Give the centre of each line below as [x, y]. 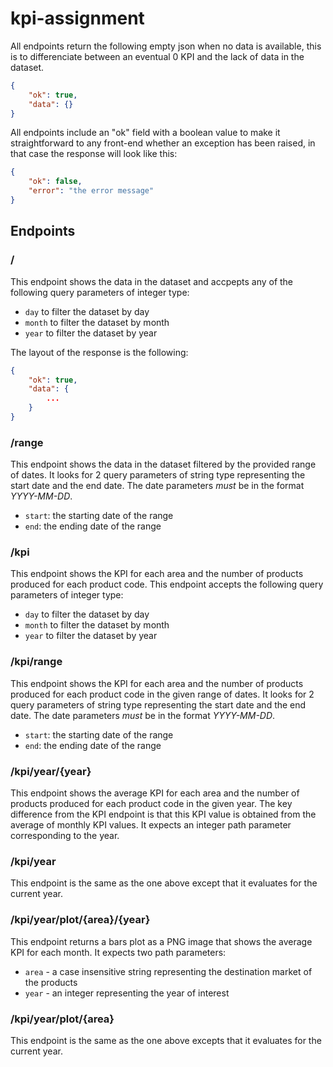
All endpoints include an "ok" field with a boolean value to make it [145, 133]
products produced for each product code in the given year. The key [151, 804]
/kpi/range [36, 662]
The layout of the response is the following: [99, 352]
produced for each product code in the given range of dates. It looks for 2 [162, 694]
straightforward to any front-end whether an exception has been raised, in [163, 143]
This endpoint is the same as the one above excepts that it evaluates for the [166, 1040]
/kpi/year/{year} [51, 771]
